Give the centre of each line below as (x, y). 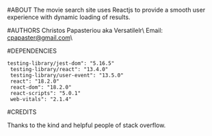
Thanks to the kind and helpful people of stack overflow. (87, 125)
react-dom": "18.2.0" (41, 87)
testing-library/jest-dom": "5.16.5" (61, 64)
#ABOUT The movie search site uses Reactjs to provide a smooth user (106, 10)
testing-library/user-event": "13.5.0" (67, 75)
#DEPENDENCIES (32, 51)
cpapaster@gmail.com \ (40, 38)
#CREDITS (22, 112)
